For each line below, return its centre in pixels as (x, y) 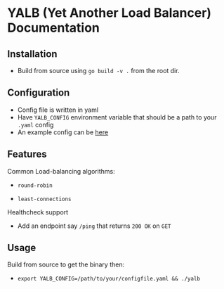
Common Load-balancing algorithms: (61, 171)
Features (27, 154)
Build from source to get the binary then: (66, 264)
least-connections (44, 199)
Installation (32, 54)
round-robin (35, 185)
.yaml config (35, 124)
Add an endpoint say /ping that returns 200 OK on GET (94, 226)
